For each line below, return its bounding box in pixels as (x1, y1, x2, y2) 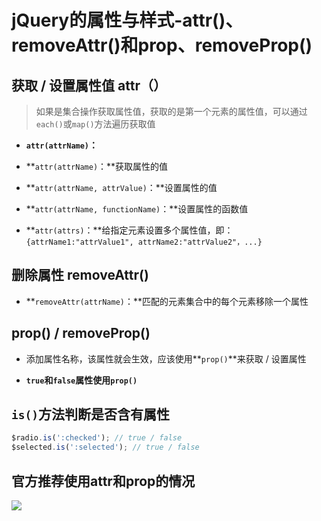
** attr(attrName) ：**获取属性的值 (25, 161, 169, 172)
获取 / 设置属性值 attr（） (11, 77, 167, 94)
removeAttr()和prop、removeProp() (11, 34, 313, 57)
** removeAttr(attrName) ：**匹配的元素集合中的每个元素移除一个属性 (25, 295, 309, 307)
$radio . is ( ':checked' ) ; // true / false (11, 433, 183, 443)
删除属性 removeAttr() (11, 267, 149, 284)
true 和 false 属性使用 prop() (25, 374, 138, 386)
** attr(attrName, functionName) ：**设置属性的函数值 (25, 203, 249, 215)
